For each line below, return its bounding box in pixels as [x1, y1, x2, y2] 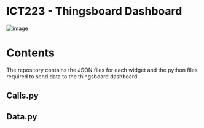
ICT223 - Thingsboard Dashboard [6, 4, 182, 18]
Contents [6, 46, 55, 60]
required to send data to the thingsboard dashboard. [6, 72, 139, 80]
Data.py [6, 111, 37, 122]
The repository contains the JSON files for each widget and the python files [6, 66, 198, 73]
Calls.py [6, 91, 39, 101]
